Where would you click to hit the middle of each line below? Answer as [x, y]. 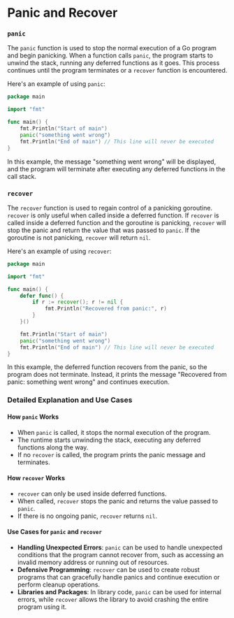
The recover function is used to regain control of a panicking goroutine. [110, 208]
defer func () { [42, 296]
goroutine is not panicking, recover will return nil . [79, 237]
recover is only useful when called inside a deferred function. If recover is [113, 215]
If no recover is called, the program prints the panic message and [111, 454]
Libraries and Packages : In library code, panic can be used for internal [119, 591]
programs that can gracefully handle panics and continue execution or [118, 577]
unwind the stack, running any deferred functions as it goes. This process [114, 63]
